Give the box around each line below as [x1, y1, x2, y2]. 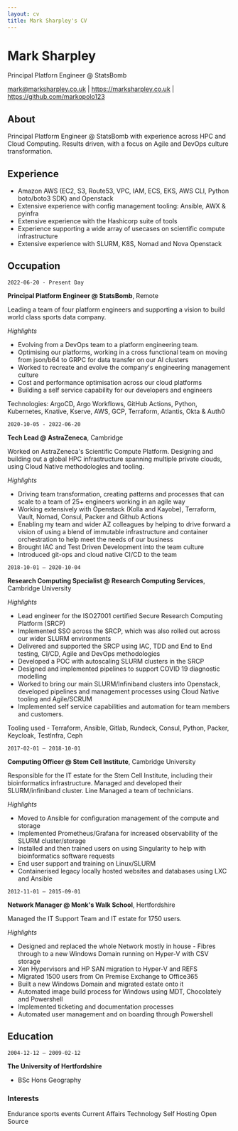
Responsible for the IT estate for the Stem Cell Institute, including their [7, 771, 213, 780]
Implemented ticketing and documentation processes [17, 1002, 174, 1011]
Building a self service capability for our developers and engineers [17, 386, 212, 394]
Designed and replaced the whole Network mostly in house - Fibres [17, 942, 216, 950]
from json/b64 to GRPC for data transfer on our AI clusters [17, 355, 189, 363]
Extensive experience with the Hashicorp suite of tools [17, 217, 178, 225]
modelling [17, 671, 48, 680]
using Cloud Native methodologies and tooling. [7, 462, 145, 470]
